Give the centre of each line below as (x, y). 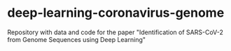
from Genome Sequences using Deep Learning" (76, 39)
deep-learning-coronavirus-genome (116, 13)
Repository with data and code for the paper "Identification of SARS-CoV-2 (115, 32)
